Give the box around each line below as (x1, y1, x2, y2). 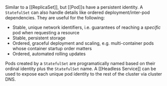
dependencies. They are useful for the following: (5, 15, 105, 20)
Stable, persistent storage (12, 35, 66, 41)
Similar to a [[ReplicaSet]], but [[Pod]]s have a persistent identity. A (5, 4, 143, 10)
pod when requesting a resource (12, 30, 80, 35)
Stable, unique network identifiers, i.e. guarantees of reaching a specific (12, 24, 161, 30)
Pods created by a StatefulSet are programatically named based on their (5, 61, 156, 66)
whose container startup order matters (12, 46, 92, 51)
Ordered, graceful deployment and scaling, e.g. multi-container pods (12, 40, 154, 46)
